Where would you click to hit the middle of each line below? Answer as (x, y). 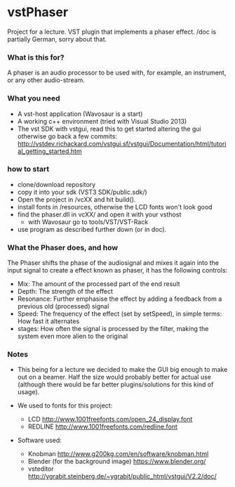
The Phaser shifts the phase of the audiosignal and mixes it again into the (113, 263)
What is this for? (36, 57)
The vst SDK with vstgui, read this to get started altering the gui (109, 129)
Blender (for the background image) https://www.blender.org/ (117, 462)
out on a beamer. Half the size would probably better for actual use (114, 377)
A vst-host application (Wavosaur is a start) (80, 114)
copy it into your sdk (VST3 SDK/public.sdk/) (82, 192)
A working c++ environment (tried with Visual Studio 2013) (102, 121)
